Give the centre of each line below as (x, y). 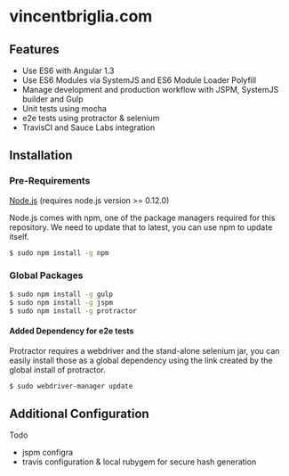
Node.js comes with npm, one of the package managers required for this (142, 217)
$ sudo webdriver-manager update (71, 386)
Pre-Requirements (50, 181)
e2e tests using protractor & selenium (91, 118)
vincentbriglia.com (81, 16)
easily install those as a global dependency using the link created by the (141, 360)
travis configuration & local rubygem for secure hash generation (139, 462)
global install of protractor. (58, 369)
